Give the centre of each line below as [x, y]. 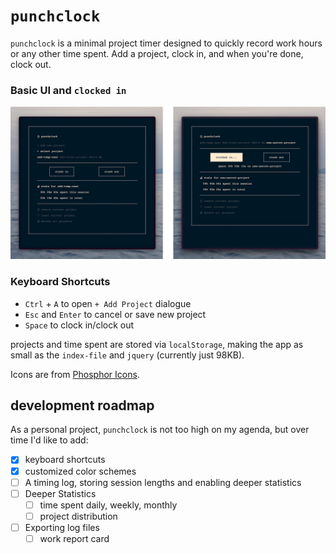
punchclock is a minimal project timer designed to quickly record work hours [166, 43]
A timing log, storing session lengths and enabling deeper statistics [163, 482]
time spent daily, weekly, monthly [108, 505]
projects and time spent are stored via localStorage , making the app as [157, 344]
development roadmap [82, 405]
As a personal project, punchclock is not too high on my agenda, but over [160, 430]
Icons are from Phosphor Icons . [75, 374]
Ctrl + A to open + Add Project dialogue [108, 303]
